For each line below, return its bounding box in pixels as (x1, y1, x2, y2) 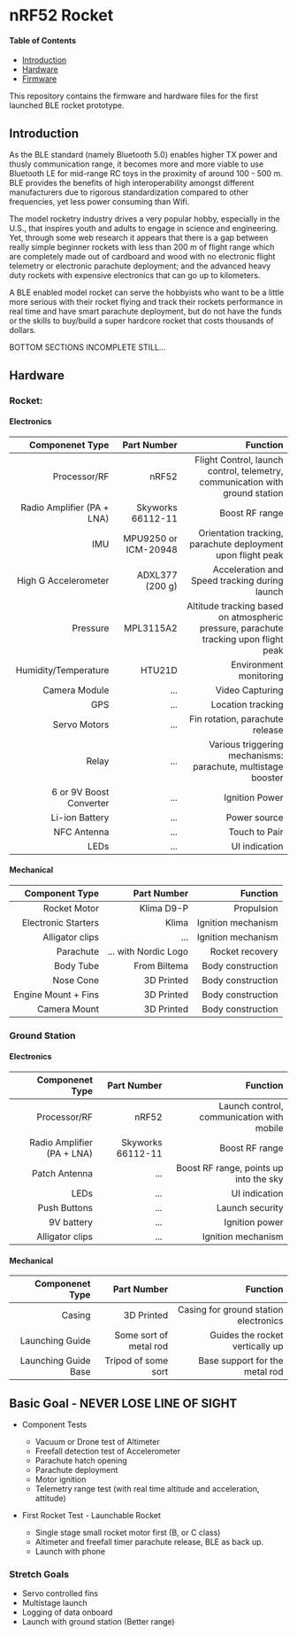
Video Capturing (215, 684, 284, 696)
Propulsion (233, 902, 278, 914)
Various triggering (209, 738, 284, 750)
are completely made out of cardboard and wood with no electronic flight (9, 252, 276, 262)
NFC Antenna (53, 826, 110, 838)
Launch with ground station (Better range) (21, 1617, 175, 1627)
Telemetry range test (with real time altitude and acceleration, (34, 1484, 260, 1494)
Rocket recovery (209, 945, 278, 958)
